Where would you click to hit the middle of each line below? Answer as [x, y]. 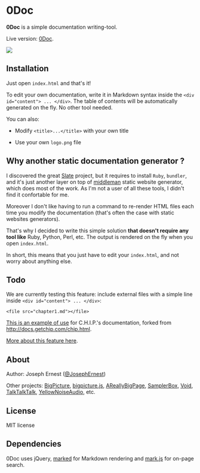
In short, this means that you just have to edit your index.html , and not [93, 254]
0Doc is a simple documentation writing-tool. [62, 27]
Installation [27, 69]
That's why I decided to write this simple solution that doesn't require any [98, 231]
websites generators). [33, 219]
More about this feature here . [42, 341]
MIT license [21, 425]
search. [16, 465]
